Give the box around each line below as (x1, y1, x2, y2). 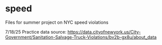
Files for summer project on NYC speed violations (5, 19, 109, 25)
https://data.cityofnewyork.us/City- (67, 29, 141, 35)
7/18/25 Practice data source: (5, 29, 67, 35)
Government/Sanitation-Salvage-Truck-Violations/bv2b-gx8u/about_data (5, 34, 157, 40)
